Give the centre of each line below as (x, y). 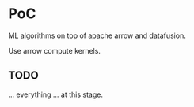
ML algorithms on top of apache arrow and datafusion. (97, 35)
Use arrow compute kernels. (55, 50)
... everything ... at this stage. (55, 94)
